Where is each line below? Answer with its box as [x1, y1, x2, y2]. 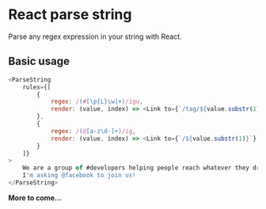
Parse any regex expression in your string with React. [8, 32, 182, 41]
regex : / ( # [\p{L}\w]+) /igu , [50, 97, 144, 106]
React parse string [8, 6, 132, 24]
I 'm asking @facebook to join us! [22, 172, 136, 180]
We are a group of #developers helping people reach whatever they [22, 164, 249, 172]
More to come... [8, 192, 62, 203]
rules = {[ [22, 83, 51, 91]
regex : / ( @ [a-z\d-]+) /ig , [50, 127, 136, 135]
